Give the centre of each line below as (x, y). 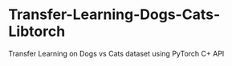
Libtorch (37, 31)
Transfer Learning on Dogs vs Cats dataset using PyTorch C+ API (116, 53)
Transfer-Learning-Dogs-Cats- (114, 15)
